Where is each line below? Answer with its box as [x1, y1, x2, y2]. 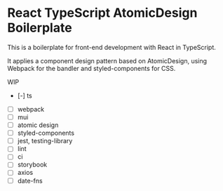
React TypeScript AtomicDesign [7, 5, 198, 21]
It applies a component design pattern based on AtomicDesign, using [7, 56, 208, 65]
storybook [17, 160, 48, 169]
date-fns [17, 176, 43, 185]
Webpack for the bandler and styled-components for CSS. [7, 64, 176, 72]
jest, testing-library [17, 137, 73, 145]
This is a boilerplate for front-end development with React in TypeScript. [7, 43, 216, 51]
